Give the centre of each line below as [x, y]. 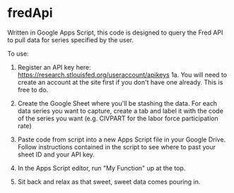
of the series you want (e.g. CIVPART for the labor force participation [118, 118]
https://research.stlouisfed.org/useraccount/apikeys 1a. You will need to [122, 75]
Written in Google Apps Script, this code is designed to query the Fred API [115, 32]
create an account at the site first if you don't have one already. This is [120, 82]
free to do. [33, 89]
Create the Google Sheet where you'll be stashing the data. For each [117, 103]
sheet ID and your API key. [56, 154]
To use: [18, 54]
